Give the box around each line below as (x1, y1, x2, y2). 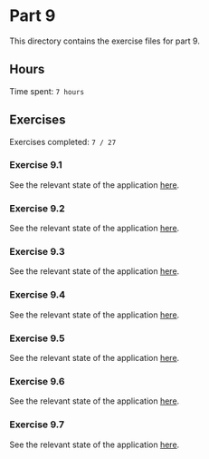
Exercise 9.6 (9, 375, 65, 387)
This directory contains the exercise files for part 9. (9, 35, 201, 46)
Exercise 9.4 (9, 288, 66, 301)
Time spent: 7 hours (9, 85, 84, 96)
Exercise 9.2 (9, 201, 65, 214)
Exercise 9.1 (9, 159, 63, 171)
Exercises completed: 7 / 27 (9, 136, 117, 147)
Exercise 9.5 (9, 332, 65, 345)
